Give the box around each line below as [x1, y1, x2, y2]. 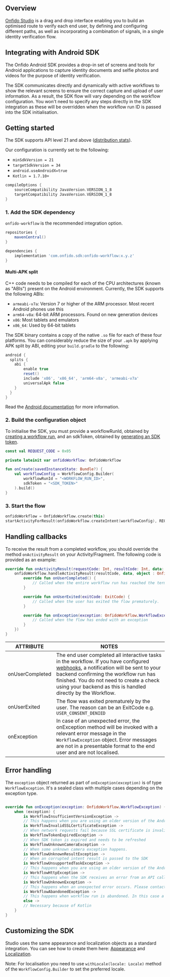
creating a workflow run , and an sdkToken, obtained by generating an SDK [5, 433, 160, 439]
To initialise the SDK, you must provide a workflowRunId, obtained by [5, 428, 149, 434]
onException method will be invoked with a [56, 723, 158, 730]
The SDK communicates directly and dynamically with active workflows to [5, 82, 160, 88]
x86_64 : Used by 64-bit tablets [12, 322, 76, 328]
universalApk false [23, 380, 65, 386]
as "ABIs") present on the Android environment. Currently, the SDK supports [5, 285, 164, 291]
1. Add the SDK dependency [5, 208, 75, 215]
